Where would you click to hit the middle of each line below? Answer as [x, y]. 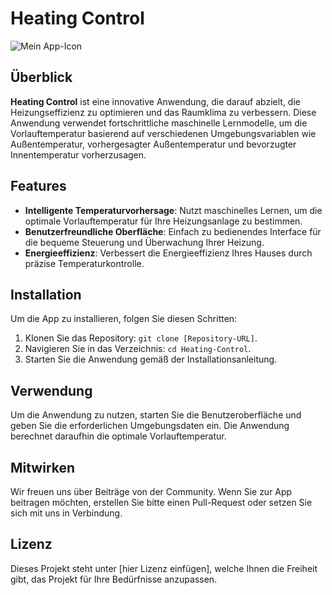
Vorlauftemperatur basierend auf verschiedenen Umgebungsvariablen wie [163, 133]
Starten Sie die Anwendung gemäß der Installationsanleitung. [151, 359]
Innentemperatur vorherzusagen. [78, 154]
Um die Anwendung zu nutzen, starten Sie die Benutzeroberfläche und [156, 415]
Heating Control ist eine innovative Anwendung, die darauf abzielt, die [155, 101]
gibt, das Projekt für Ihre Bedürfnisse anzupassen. [114, 579]
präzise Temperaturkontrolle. [84, 263]
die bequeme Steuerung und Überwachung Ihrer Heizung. [144, 242]
